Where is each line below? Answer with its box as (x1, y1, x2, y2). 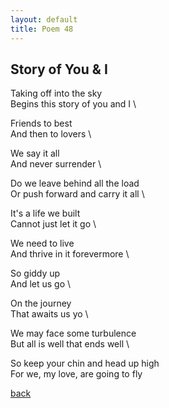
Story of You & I (10, 61, 108, 78)
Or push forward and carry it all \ (10, 188, 145, 200)
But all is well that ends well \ (10, 338, 130, 350)
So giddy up (10, 267, 61, 280)
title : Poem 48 (10, 24, 74, 34)
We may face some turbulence (10, 327, 137, 340)
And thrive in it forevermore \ (10, 248, 130, 260)
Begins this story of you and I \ (10, 98, 137, 110)
